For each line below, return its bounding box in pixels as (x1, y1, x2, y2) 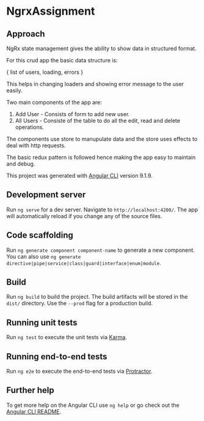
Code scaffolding (6, 230, 73, 241)
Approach (6, 29, 45, 39)
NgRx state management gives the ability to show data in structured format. (6, 45, 197, 52)
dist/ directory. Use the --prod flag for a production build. (6, 299, 153, 307)
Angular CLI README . (6, 408, 62, 415)
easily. (6, 87, 23, 94)
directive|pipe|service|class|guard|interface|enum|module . (6, 259, 161, 266)
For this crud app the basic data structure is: (6, 57, 118, 64)
